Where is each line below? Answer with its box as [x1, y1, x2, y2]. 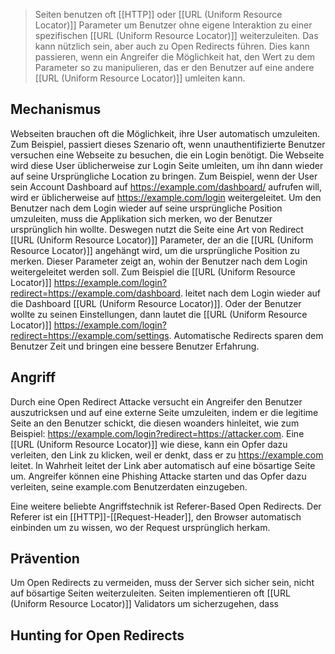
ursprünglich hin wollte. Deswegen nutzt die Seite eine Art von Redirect [10, 223, 304, 235]
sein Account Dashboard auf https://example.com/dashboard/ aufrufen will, [10, 180, 323, 193]
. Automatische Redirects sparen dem [168, 329, 324, 341]
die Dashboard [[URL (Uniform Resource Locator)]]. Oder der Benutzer [10, 297, 302, 309]
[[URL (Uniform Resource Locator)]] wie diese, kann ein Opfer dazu [10, 438, 288, 450]
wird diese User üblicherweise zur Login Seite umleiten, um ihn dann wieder [10, 159, 324, 171]
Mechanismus [10, 101, 102, 118]
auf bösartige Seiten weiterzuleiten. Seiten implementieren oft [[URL [10, 587, 291, 599]
